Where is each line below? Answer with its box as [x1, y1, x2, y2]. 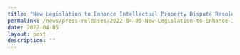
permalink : [7, 17, 40, 24]
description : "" [7, 37, 56, 44]
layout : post [7, 30, 46, 38]
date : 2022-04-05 [7, 24, 59, 31]
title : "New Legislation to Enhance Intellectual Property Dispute [7, 10, 213, 18]
